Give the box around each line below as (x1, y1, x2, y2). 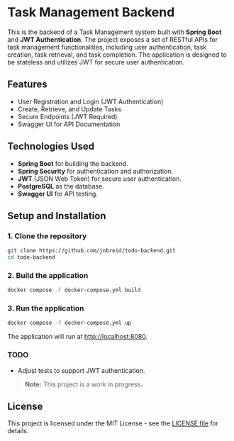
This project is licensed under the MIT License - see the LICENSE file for (7, 419, 218, 428)
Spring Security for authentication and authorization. (17, 167, 174, 175)
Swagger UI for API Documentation (17, 120, 121, 128)
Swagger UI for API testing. (17, 189, 98, 198)
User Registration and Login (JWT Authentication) (17, 97, 164, 106)
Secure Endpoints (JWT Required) (17, 112, 118, 121)
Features (7, 79, 48, 91)
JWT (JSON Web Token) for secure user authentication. (17, 174, 182, 183)
